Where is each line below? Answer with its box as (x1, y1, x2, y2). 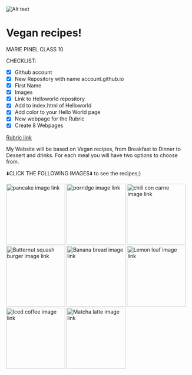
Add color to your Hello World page (14, 109, 101, 116)
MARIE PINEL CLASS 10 (6, 45, 64, 53)
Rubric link (6, 133, 32, 141)
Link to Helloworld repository (14, 95, 85, 103)
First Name (14, 82, 42, 89)
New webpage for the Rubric (14, 115, 85, 122)
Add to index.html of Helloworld (14, 102, 92, 109)
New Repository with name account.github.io (14, 76, 124, 82)
